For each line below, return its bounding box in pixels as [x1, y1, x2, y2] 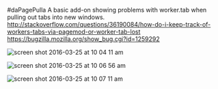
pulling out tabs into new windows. [7, 13, 105, 21]
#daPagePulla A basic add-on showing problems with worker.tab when [7, 6, 207, 14]
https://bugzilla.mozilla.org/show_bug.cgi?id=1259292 [7, 35, 160, 43]
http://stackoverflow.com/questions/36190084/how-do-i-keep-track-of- [7, 21, 211, 28]
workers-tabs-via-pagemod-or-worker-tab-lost [7, 27, 141, 36]
